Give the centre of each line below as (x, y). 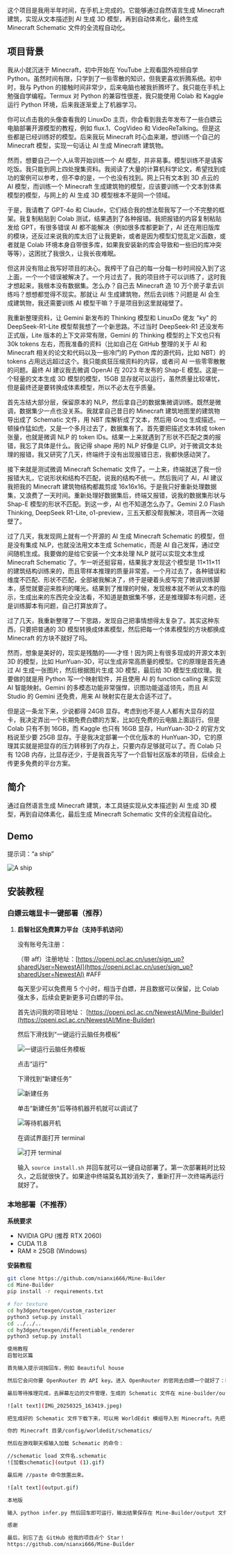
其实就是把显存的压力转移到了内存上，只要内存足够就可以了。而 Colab (113, 745)
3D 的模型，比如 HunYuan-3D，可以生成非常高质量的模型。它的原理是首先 (113, 661)
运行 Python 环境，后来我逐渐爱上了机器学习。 (74, 104)
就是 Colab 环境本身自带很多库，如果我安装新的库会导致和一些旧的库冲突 (117, 244)
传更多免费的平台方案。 (41, 763)
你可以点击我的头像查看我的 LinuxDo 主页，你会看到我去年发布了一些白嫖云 (115, 119)
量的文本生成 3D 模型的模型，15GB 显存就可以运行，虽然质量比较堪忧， (121, 379)
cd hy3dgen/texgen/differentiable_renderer (71, 1330)
